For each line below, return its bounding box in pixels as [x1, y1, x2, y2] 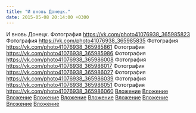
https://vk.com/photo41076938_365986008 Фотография [6, 56, 147, 63]
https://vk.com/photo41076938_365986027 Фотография [6, 68, 146, 76]
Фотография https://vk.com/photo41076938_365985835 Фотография [6, 37, 179, 44]
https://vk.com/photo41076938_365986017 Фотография [6, 62, 145, 69]
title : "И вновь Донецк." [6, 8, 70, 15]
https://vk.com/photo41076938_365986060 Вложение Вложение [6, 87, 169, 95]
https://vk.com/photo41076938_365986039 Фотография [6, 75, 147, 82]
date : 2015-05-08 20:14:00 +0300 [6, 14, 89, 20]
